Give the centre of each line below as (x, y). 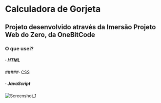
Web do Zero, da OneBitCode (50, 34)
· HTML (13, 60)
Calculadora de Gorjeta (53, 9)
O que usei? (20, 48)
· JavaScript (18, 83)
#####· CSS (18, 72)
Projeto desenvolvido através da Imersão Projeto (80, 27)
